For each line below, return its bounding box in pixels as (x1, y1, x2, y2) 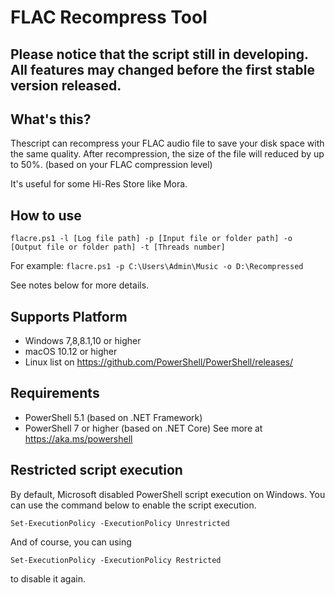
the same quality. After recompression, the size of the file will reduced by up (10, 148, 325, 160)
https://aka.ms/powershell (24, 432, 133, 445)
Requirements (10, 385, 100, 402)
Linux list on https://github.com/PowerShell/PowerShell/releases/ (24, 356, 293, 368)
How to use (10, 207, 82, 224)
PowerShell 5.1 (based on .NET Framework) (24, 411, 203, 423)
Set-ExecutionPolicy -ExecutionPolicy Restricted (10, 555, 222, 565)
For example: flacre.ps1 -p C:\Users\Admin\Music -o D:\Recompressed (10, 260, 304, 272)
